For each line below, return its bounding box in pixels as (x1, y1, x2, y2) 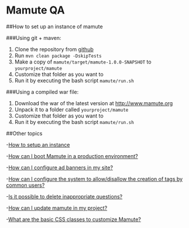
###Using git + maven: (6, 34, 61, 41)
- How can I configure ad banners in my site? (6, 164, 113, 171)
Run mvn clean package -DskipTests (14, 52, 102, 59)
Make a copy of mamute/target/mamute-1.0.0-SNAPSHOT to (14, 58, 152, 65)
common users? (6, 182, 45, 189)
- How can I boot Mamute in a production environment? (6, 152, 139, 159)
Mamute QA (6, 4, 66, 17)
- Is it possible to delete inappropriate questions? (6, 193, 123, 200)
